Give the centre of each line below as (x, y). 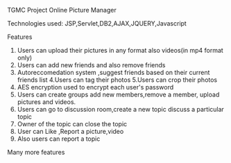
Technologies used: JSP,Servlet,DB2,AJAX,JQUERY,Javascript (97, 23)
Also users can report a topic (59, 139)
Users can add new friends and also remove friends (91, 65)
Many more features (36, 152)
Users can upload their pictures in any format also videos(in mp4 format (120, 50)
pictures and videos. (46, 102)
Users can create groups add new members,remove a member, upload (118, 94)
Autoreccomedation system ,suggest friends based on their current (113, 72)
